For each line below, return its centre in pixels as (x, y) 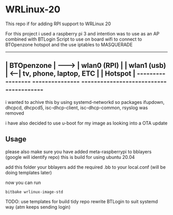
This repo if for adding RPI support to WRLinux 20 (58, 24)
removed (15, 113)
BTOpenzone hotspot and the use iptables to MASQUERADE (69, 44)
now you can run (23, 182)
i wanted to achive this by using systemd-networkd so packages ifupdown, (85, 102)
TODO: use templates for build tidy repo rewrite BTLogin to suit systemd (82, 201)
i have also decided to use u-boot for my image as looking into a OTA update (86, 123)
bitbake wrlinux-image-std (34, 192)
